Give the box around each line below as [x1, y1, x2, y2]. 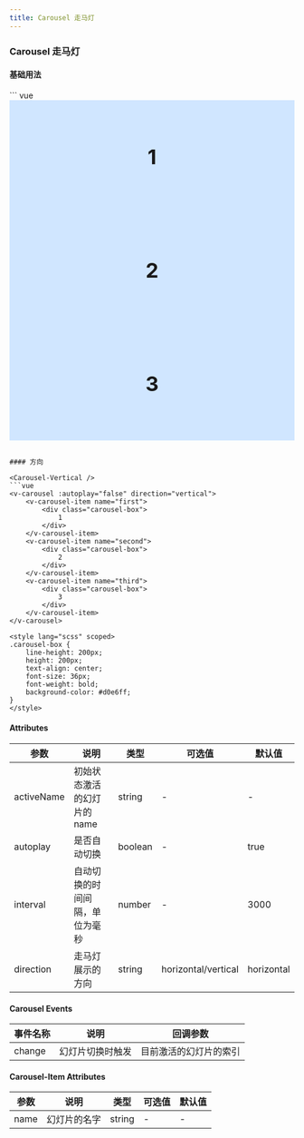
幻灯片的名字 [46, 1113, 101, 1126]
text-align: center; [25, 663, 103, 672]
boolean [118, 840, 153, 853]
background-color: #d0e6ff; [25, 687, 131, 697]
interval [14, 898, 46, 910]
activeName [14, 790, 65, 803]
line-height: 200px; [25, 648, 103, 657]
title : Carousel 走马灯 [9, 13, 95, 23]
